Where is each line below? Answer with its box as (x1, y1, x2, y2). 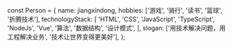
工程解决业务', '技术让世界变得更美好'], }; (7, 32, 126, 41)
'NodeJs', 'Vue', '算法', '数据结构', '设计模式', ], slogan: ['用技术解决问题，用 (7, 24, 226, 32)
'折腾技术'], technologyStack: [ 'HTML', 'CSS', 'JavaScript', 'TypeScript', (7, 15, 215, 23)
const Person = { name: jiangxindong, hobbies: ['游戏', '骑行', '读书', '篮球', (7, 6, 223, 14)
